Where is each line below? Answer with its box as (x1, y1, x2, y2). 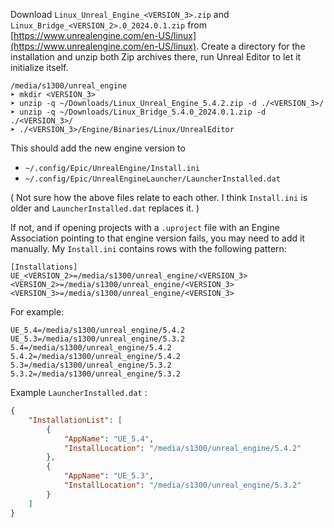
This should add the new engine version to (10, 142, 186, 154)
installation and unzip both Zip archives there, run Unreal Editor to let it (10, 51, 302, 63)
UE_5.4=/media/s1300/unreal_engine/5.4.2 (10, 325, 186, 335)
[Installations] (10, 262, 78, 272)
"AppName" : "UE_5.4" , (63, 434, 155, 444)
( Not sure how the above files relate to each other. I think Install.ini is (10, 192, 308, 203)
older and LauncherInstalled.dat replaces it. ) (10, 202, 200, 214)
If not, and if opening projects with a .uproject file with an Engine (10, 222, 280, 233)
